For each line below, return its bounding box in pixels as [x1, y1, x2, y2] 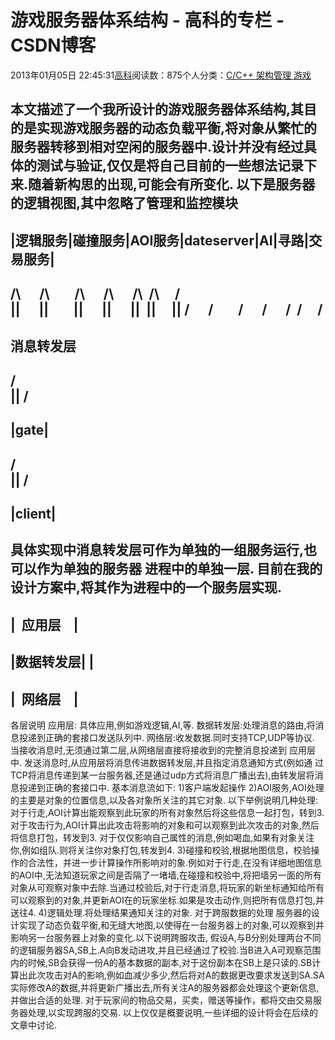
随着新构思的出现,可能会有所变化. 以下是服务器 [28, 176, 316, 193]
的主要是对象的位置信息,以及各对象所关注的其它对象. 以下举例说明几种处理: [10, 794, 319, 806]
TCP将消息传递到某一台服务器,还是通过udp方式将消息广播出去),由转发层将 [10, 769, 315, 781]
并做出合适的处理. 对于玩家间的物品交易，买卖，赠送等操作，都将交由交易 [10, 994, 313, 1006]
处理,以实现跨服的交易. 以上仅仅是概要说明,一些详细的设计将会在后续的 [27, 1007, 319, 1019]
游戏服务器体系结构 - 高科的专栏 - [10, 9, 285, 32]
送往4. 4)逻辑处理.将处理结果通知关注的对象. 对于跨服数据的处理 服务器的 [10, 907, 312, 919]
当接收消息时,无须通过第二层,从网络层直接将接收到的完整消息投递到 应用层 [10, 744, 317, 756]
